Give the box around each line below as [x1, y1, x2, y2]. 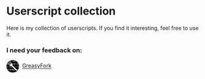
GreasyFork [21, 62, 52, 69]
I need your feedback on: [6, 46, 83, 54]
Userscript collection [6, 4, 116, 18]
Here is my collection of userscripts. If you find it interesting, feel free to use [6, 24, 199, 32]
